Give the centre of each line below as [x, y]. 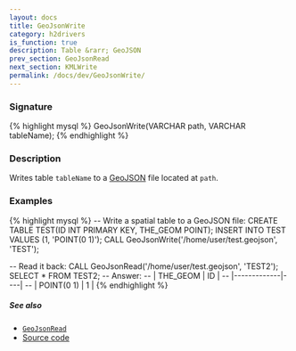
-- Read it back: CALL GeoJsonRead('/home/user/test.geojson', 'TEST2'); [144, 266]
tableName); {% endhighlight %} [69, 135]
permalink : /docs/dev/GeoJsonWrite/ [77, 76]
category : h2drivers [48, 34]
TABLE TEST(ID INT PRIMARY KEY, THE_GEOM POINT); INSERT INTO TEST [148, 230]
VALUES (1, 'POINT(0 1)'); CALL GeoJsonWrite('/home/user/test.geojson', [144, 239]
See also [26, 306]
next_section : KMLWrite [53, 68]
